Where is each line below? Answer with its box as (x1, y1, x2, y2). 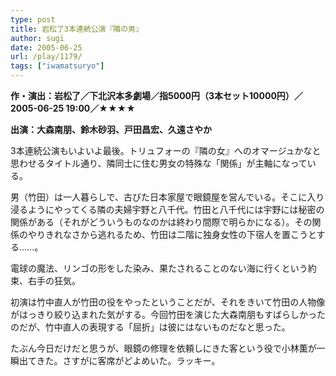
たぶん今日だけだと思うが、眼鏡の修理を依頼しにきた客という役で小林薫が (10, 342, 317, 354)
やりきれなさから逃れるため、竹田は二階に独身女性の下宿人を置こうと (27, 229, 317, 240)
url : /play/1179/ (10, 52, 83, 62)
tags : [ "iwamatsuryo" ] (10, 61, 105, 71)
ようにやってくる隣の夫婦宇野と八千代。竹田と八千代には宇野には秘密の (27, 204, 325, 215)
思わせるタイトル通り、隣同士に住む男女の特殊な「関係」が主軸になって (10, 157, 308, 169)
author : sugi (10, 33, 65, 43)
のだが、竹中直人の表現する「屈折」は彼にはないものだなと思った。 (10, 321, 291, 333)
